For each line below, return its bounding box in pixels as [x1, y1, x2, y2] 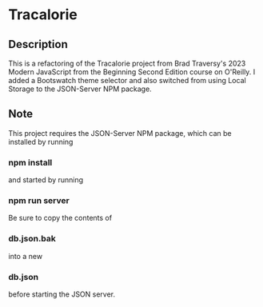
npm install [8, 157, 53, 168]
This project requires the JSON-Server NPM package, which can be [8, 128, 232, 138]
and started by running [8, 175, 84, 185]
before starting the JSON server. [8, 289, 116, 299]
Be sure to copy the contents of [8, 213, 113, 223]
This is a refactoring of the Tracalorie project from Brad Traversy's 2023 [8, 58, 246, 68]
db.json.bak [8, 233, 56, 245]
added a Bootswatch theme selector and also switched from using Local [8, 76, 246, 85]
